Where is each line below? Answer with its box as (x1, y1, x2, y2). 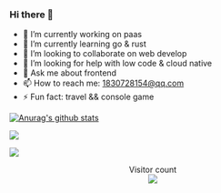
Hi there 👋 (9, 8, 55, 21)
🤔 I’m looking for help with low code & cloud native (22, 58, 213, 69)
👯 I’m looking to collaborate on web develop (22, 48, 187, 59)
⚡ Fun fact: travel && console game (22, 91, 155, 103)
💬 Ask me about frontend (22, 67, 116, 78)
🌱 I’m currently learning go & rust (22, 38, 147, 49)
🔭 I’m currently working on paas (22, 29, 143, 40)
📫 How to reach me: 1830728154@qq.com (22, 77, 185, 89)
